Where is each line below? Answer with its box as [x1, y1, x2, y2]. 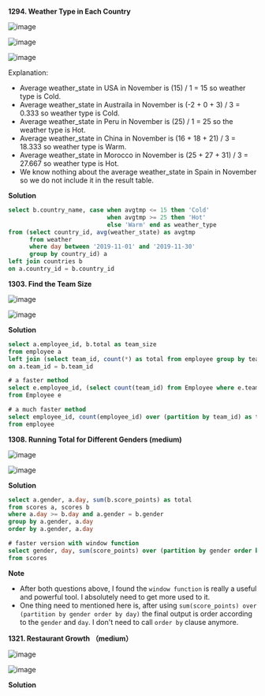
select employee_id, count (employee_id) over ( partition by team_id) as [8, 412, 252, 421]
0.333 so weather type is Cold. [19, 108, 120, 118]
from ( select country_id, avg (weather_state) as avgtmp [8, 228, 196, 236]
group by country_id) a [28, 250, 108, 258]
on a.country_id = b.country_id [8, 265, 114, 273]
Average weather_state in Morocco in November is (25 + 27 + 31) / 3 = [19, 150, 248, 160]
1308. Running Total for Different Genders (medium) [8, 435, 183, 444]
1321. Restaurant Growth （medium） [8, 634, 133, 643]
